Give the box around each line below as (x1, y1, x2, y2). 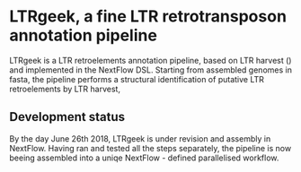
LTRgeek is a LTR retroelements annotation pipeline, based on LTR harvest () (9, 55, 292, 65)
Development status (9, 109, 126, 125)
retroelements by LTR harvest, (9, 83, 121, 94)
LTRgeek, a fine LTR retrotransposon (9, 6, 288, 27)
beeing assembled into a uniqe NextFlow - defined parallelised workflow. (9, 152, 279, 163)
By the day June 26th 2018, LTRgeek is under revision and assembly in (9, 133, 271, 144)
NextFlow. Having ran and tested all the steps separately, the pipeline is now (9, 142, 292, 153)
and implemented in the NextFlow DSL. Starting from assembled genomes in (9, 64, 292, 75)
